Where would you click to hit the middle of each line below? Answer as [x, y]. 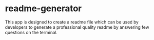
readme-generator [43, 9]
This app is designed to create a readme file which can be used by [72, 22]
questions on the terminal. [31, 32]
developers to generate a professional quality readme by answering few [77, 27]
